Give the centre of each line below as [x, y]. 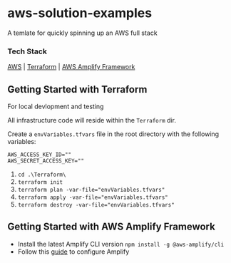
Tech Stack [27, 51]
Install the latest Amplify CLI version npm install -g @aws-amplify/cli [121, 244]
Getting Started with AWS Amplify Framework [111, 227]
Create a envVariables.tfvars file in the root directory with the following [113, 134]
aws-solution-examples [79, 13]
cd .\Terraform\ [42, 175]
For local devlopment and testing [56, 107]
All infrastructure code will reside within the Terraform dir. [92, 120]
